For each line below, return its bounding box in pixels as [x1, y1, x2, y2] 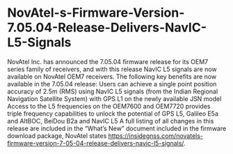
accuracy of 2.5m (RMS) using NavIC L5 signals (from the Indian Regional [7, 87, 218, 95]
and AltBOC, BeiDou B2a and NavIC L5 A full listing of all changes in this [7, 116, 214, 125]
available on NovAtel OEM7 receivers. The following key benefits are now [7, 72, 217, 81]
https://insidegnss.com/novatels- [108, 131, 204, 140]
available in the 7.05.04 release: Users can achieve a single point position [7, 79, 217, 88]
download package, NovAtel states [7, 131, 107, 140]
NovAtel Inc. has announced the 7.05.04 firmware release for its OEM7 [7, 57, 209, 66]
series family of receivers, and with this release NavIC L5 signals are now [7, 65, 217, 73]
